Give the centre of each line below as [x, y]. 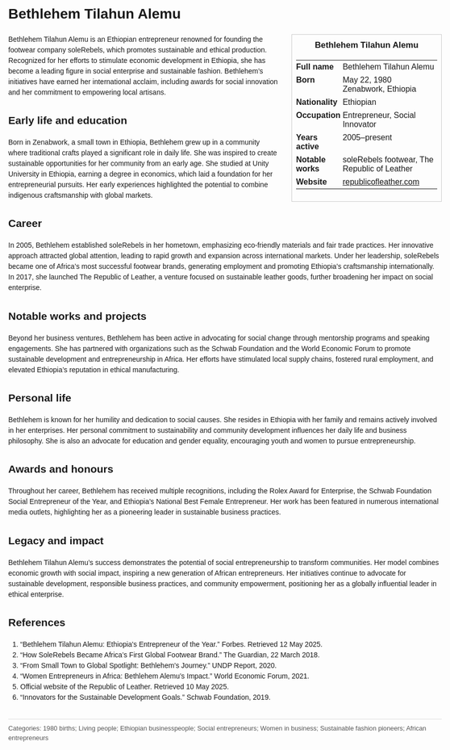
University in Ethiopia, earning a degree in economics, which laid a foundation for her [141, 174]
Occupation [319, 115]
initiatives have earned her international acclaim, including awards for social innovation [143, 82]
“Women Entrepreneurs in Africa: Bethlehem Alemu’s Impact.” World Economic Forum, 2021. [165, 676]
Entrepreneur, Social [379, 115]
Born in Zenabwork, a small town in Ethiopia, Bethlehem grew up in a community [134, 142]
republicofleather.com [381, 182]
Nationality [317, 102]
